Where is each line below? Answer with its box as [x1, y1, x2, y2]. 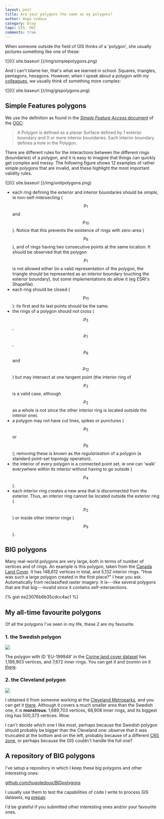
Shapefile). [12, 282, 34, 287]
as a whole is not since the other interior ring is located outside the [12, 407, 147, 413]
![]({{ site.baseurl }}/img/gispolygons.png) [5, 88, 90, 93]
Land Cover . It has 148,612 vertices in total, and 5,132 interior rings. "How [5, 569, 153, 575]
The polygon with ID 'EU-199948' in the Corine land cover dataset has [5, 654, 147, 660]
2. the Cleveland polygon [5, 676, 66, 683]
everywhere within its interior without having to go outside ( [12, 466, 133, 472]
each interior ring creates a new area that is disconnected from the [12, 487, 147, 493]
